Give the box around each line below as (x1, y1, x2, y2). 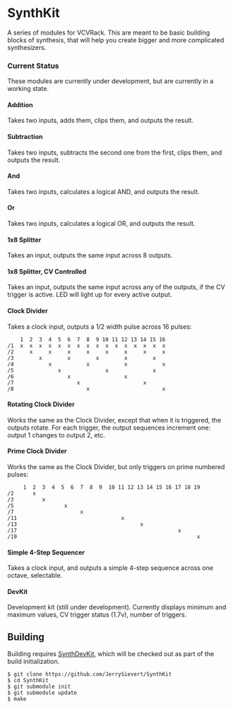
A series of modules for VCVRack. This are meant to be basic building (7, 28, 210, 37)
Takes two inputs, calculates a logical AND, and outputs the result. (7, 187, 200, 195)
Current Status (7, 61, 59, 71)
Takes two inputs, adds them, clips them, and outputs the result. (7, 116, 194, 125)
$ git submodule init (7, 683, 71, 691)
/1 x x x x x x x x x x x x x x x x (7, 342, 166, 349)
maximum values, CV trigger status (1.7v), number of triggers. (7, 610, 187, 619)
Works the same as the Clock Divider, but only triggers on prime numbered (7, 463, 225, 471)
